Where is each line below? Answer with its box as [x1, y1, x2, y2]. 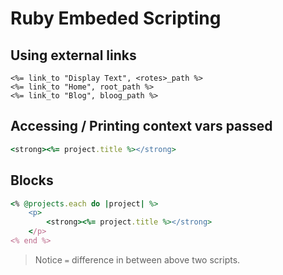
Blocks [10, 172, 54, 189]
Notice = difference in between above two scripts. [34, 253, 241, 266]
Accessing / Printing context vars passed [10, 118, 273, 135]
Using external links [10, 47, 137, 64]
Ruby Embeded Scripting [10, 7, 222, 30]
